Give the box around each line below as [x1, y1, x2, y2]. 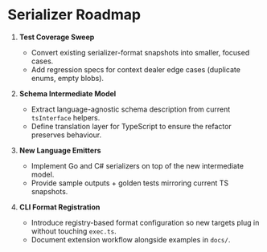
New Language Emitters [18, 145, 101, 155]
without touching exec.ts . [31, 226, 117, 236]
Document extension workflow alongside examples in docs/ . [31, 234, 231, 244]
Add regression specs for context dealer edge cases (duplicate [31, 64, 240, 74]
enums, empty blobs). [31, 73, 105, 83]
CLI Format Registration [18, 202, 101, 212]
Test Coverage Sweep [18, 32, 95, 42]
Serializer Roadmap [7, 6, 142, 24]
